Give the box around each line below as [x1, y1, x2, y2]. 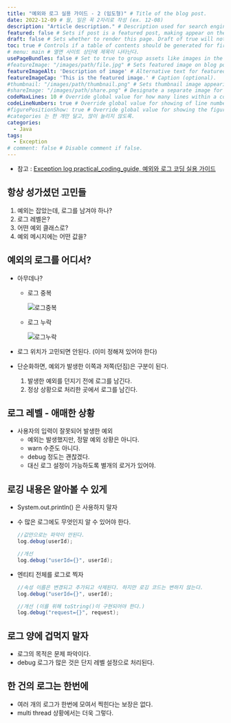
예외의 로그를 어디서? [7, 255, 91, 266]
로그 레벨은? [16, 215, 50, 223]
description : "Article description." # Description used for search [7, 23, 208, 30]
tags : [7, 132, 23, 139]
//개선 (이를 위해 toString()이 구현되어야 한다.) [16, 603, 146, 610]
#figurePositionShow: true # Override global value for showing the [7, 106, 208, 113]
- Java [13, 126, 32, 132]
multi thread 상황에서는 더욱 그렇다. [16, 709, 114, 717]
